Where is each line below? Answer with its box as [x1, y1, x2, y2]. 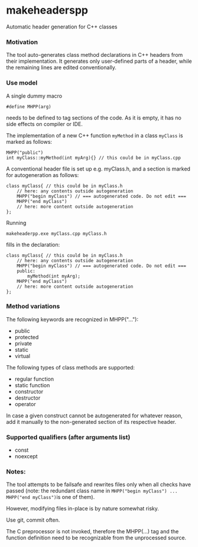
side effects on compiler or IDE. [6, 120, 83, 127]
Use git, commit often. [6, 516, 60, 524]
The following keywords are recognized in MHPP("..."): [6, 316, 139, 323]
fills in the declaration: [6, 241, 60, 248]
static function [14, 381, 50, 388]
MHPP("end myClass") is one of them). [6, 494, 95, 501]
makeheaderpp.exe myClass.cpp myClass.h [6, 230, 108, 237]
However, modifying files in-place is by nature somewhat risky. [6, 505, 160, 512]
